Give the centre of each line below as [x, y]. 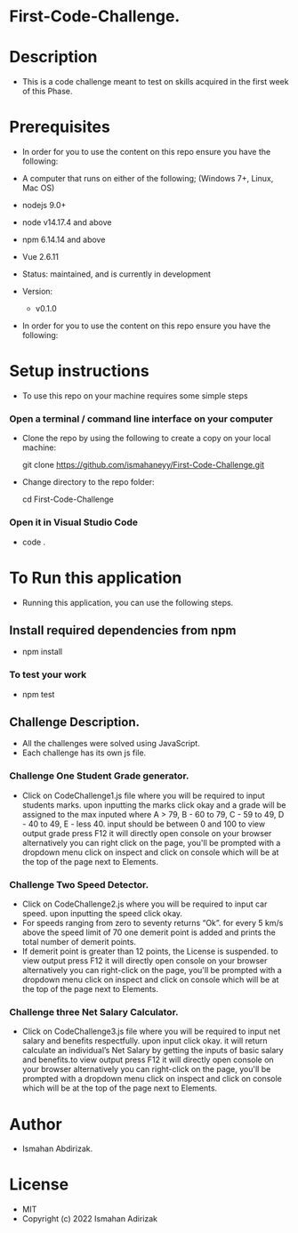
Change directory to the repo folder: [88, 482]
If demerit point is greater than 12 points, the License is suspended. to [150, 951]
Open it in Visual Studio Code [74, 522]
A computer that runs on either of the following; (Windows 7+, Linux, [148, 179]
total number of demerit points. [79, 942]
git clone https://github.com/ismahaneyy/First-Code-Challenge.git [143, 465]
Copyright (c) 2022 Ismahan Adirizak [90, 1219]
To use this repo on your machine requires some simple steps [135, 396]
